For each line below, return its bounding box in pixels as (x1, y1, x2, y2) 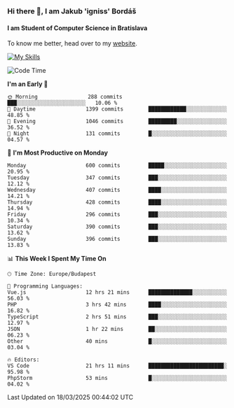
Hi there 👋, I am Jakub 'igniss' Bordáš (7, 6, 137, 16)
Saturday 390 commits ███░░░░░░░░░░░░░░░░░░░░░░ (7, 223, 228, 230)
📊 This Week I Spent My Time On (7, 255, 106, 263)
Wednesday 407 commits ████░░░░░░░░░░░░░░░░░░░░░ (7, 187, 228, 194)
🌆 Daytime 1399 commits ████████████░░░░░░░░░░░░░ (7, 106, 228, 113)
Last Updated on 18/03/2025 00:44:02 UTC (7, 393, 134, 402)
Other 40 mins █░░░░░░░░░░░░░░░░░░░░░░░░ (7, 338, 228, 345)
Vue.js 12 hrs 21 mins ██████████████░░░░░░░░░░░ (7, 289, 228, 296)
